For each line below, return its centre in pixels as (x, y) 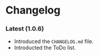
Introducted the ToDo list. (45, 48)
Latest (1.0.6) (25, 29)
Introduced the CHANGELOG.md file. (54, 41)
